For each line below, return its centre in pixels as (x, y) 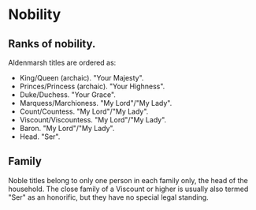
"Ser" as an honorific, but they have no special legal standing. (108, 197)
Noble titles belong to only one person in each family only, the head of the (128, 180)
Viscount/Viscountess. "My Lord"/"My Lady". (93, 120)
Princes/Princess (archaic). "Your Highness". (92, 86)
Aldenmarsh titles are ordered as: (62, 62)
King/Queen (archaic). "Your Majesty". (82, 78)
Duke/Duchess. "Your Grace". (68, 95)
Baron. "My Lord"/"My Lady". (67, 128)
